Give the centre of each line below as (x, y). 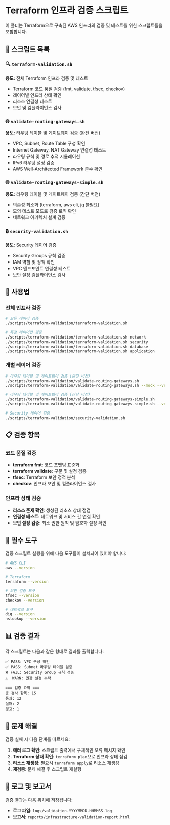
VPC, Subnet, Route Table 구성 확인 (49, 143)
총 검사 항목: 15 (21, 693)
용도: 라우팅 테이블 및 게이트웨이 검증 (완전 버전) (53, 133)
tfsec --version (22, 595)
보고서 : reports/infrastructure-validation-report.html (71, 817)
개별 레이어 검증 (23, 365)
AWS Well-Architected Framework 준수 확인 (57, 169)
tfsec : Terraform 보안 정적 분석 (44, 477)
